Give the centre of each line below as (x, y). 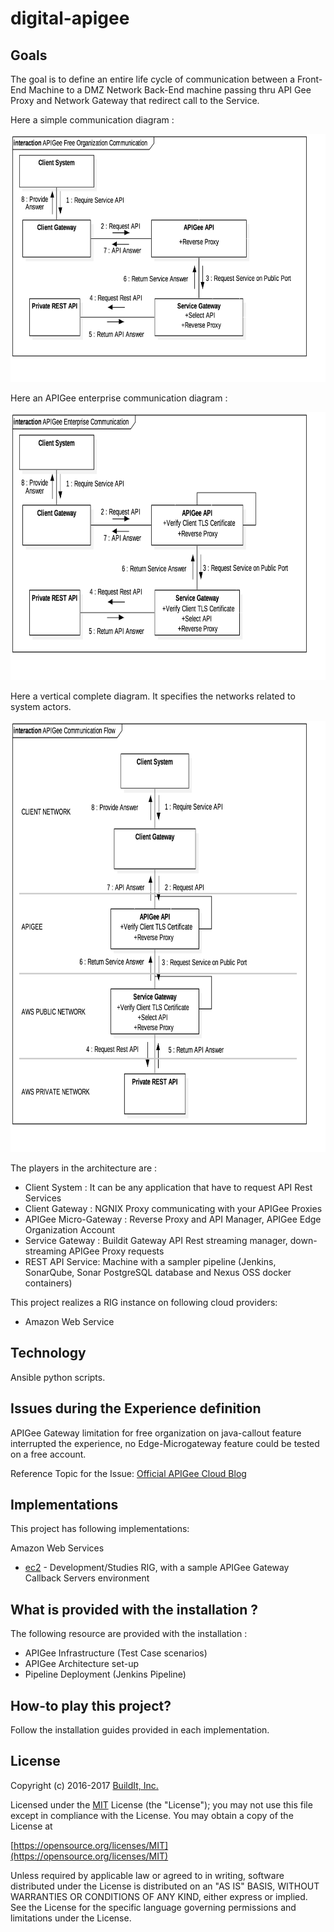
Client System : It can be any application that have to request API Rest (168, 1187)
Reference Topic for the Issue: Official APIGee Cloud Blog (128, 1473)
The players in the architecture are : (84, 1168)
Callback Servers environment (87, 1578)
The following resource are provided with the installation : (129, 1634)
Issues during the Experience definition (136, 1408)
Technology (48, 1353)
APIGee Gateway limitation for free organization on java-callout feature (156, 1433)
